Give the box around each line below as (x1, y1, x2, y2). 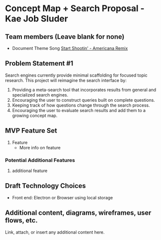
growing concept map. (12, 112, 57, 118)
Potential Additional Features (5, 157, 75, 163)
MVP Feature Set (5, 127, 57, 135)
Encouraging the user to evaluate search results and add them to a (12, 107, 146, 113)
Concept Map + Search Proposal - (5, 3, 145, 14)
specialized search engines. (12, 92, 69, 97)
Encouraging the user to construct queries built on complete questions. (12, 97, 155, 103)
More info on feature (19, 144, 61, 150)
